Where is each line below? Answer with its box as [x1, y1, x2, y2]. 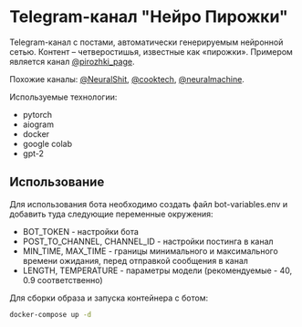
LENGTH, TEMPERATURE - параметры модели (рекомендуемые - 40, [22, 265, 293, 276]
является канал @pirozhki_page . [9, 56, 135, 67]
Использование [9, 174, 105, 190]
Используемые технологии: [9, 91, 118, 102]
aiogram [22, 119, 55, 130]
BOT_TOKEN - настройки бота [22, 226, 140, 237]
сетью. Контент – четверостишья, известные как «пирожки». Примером [9, 46, 294, 57]
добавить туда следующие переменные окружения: [9, 208, 213, 219]
